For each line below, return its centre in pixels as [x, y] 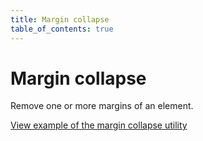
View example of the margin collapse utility [99, 125]
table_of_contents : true [62, 29]
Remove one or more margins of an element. [102, 106]
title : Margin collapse [60, 19]
